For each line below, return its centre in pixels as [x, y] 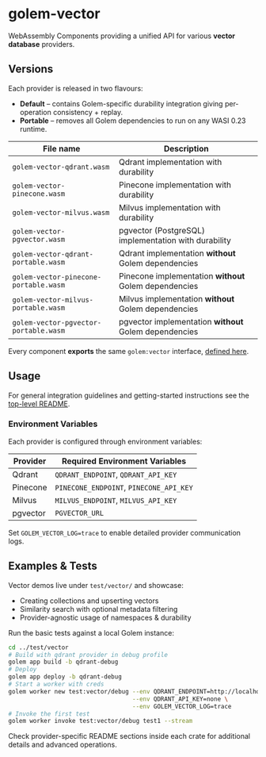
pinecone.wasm [39, 194]
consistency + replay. [88, 112]
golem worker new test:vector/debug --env [79, 691]
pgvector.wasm [39, 239]
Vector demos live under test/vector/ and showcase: [96, 585]
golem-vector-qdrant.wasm [61, 167]
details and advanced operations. [63, 745]
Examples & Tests [53, 566]
